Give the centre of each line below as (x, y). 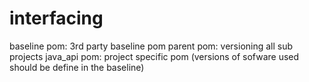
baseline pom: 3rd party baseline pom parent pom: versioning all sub (151, 46)
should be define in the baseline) (77, 67)
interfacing (56, 18)
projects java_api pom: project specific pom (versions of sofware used (154, 56)
